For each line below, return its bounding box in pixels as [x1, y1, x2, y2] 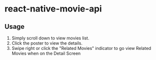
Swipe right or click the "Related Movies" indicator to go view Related [11, 46, 152, 51]
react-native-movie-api [4, 3, 102, 14]
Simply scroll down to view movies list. [11, 35, 90, 41]
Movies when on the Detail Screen [11, 50, 81, 56]
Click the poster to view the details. [11, 40, 83, 46]
